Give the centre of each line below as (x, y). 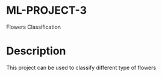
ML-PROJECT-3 (47, 10)
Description (36, 51)
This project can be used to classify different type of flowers (81, 67)
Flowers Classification (34, 27)
